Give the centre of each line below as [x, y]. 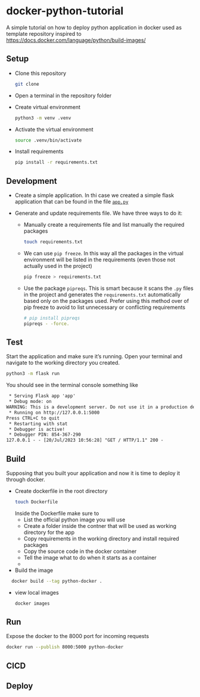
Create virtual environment [48, 107]
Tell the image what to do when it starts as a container [90, 557]
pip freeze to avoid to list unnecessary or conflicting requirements [104, 307]
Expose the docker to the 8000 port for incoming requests [78, 636]
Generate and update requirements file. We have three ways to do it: [99, 213]
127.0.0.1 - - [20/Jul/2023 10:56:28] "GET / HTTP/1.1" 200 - [85, 440]
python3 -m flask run [33, 374]
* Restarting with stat [38, 424]
